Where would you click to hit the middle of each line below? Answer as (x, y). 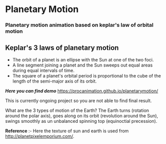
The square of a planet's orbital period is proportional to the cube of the (87, 76)
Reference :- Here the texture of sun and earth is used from (67, 131)
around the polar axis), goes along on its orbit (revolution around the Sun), (82, 116)
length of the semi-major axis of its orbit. (54, 81)
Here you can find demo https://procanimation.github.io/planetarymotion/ (82, 91)
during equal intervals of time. (43, 70)
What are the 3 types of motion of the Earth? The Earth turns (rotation (77, 110)
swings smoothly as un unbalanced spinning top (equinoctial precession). (81, 121)
